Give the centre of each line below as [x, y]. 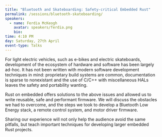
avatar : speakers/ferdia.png [43, 28]
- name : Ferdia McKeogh [33, 23]
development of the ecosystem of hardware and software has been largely [80, 64]
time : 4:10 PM [19, 37]
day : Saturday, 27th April [32, 41]
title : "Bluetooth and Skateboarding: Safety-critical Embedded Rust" [78, 9]
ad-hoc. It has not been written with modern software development [72, 69]
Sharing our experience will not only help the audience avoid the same [75, 119]
